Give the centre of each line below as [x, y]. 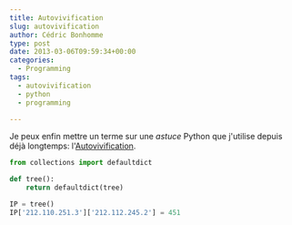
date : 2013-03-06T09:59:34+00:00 [73, 52]
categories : [32, 60]
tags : [20, 77]
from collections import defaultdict [81, 163]
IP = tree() [32, 204]
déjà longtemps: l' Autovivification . [73, 146]
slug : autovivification [55, 26]
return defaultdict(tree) [75, 188]
